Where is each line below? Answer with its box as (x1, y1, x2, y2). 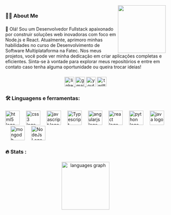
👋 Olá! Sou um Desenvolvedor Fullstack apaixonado (5, 25, 113, 32)
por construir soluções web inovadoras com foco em (5, 31, 116, 37)
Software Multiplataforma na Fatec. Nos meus (5, 47, 102, 53)
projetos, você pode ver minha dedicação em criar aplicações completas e (5, 53, 162, 59)
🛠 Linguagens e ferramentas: (5, 94, 80, 101)
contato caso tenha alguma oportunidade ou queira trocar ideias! (5, 64, 141, 70)
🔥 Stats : (5, 148, 27, 155)
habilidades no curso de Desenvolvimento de (5, 42, 100, 48)
